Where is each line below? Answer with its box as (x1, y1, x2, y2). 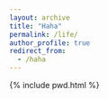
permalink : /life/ (9, 30, 78, 39)
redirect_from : (9, 47, 67, 56)
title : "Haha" (9, 22, 63, 31)
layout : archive (9, 13, 70, 22)
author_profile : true (9, 38, 91, 48)
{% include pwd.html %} (9, 80, 100, 90)
